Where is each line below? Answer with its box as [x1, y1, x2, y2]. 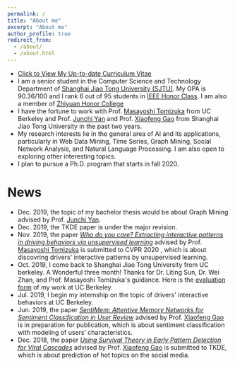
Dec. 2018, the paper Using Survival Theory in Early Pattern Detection [17, 336, 222, 344]
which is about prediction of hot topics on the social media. [17, 350, 190, 359]
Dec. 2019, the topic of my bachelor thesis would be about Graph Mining [17, 207, 229, 216]
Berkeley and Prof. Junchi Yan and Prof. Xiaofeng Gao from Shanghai [17, 114, 219, 122]
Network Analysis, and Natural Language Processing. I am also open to [17, 144, 224, 153]
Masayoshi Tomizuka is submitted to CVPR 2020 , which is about [17, 245, 207, 253]
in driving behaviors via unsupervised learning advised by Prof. [17, 238, 203, 246]
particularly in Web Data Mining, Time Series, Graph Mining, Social [17, 137, 212, 145]
